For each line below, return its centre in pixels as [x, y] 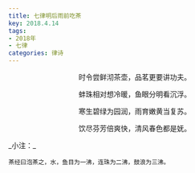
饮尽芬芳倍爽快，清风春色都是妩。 [135, 128]
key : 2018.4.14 [34, 23]
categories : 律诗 [36, 53]
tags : [17, 31]
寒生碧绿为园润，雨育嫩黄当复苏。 [135, 111]
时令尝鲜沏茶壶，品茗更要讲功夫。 [135, 77]
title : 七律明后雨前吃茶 [45, 16]
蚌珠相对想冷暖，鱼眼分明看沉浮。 [135, 94]
